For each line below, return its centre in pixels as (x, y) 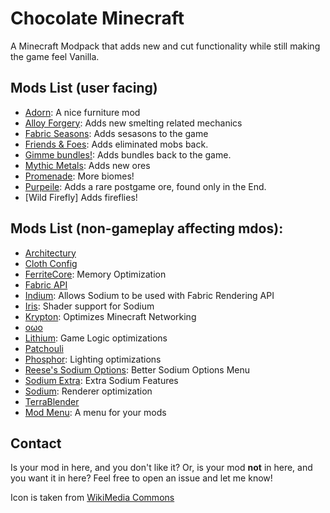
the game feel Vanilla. (55, 56)
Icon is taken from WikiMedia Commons (92, 498)
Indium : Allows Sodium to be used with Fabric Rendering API (149, 295)
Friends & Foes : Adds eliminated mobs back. (116, 144)
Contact (36, 443)
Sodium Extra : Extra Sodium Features (101, 380)
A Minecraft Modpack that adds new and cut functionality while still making (165, 46)
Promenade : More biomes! (79, 176)
